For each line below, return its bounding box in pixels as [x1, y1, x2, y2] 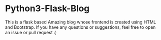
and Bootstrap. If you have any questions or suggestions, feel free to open [5, 24, 156, 30]
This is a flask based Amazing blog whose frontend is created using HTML [5, 19, 156, 25]
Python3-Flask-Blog [5, 3, 90, 14]
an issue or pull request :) [5, 29, 57, 35]
